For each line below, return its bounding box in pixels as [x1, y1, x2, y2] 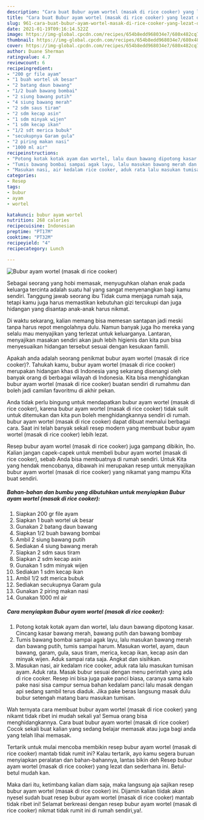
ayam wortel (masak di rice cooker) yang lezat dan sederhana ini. [7, 763, 170, 770]
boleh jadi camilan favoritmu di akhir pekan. [7, 387, 116, 394]
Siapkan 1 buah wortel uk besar [15, 517, 94, 524]
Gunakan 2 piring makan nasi [15, 588, 89, 595]
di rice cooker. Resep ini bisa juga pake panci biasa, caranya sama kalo [15, 675, 193, 682]
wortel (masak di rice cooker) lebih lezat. [7, 430, 108, 438]
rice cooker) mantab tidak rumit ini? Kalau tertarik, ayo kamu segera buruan [7, 750, 196, 757]
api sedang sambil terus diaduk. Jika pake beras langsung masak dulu [15, 688, 191, 695]
